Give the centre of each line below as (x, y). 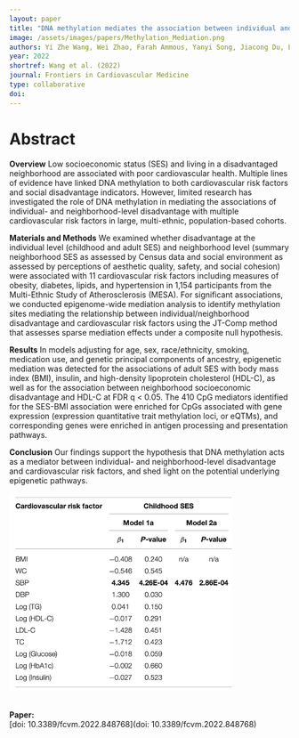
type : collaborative (48, 85)
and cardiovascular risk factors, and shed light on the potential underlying (145, 471)
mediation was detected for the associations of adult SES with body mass (144, 369)
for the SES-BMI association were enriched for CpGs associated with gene (146, 406)
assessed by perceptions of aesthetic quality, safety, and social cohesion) (145, 266)
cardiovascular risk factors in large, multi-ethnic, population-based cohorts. (148, 220)
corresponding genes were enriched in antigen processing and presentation (149, 425)
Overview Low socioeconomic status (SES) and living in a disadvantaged (144, 164)
